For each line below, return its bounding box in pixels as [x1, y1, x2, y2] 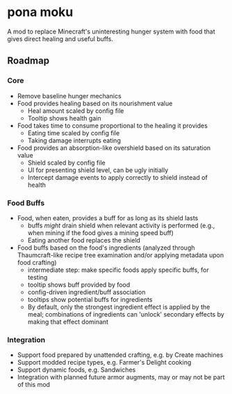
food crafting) [17, 258, 57, 266]
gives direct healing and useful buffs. [7, 34, 113, 43]
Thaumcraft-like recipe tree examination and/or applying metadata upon [17, 250, 224, 259]
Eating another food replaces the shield [27, 236, 141, 244]
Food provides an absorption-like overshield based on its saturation [17, 144, 211, 152]
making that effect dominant [27, 317, 109, 326]
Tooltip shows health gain [27, 114, 101, 122]
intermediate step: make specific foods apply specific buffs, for [27, 266, 210, 274]
